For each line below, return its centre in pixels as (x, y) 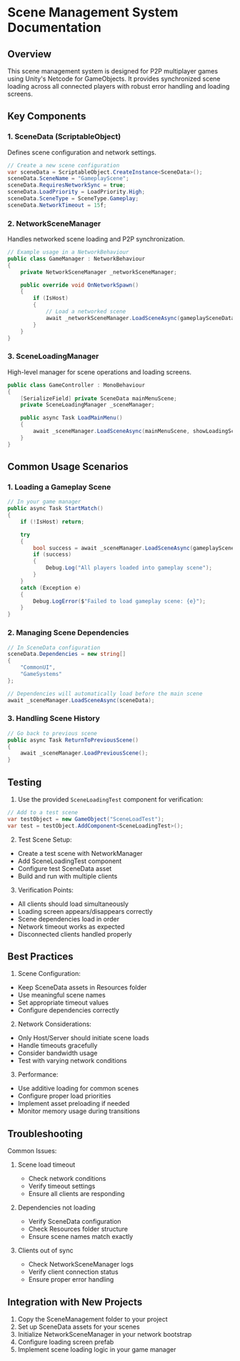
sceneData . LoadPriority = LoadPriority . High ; (76, 192)
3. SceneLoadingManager (53, 357)
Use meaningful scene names (61, 995)
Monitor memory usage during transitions (79, 1111)
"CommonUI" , (38, 668)
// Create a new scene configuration (64, 165)
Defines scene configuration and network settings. (82, 152)
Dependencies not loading (56, 1207)
